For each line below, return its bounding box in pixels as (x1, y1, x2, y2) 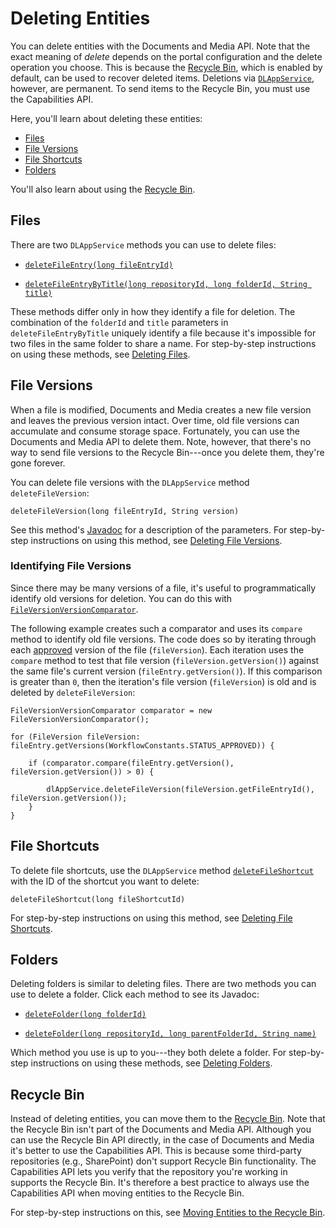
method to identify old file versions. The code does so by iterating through (10, 633, 317, 645)
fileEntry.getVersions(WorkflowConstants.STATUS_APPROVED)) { (10, 740, 275, 751)
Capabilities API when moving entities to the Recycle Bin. (10, 1187, 245, 1199)
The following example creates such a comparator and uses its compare (10, 622, 303, 634)
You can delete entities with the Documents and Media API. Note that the (10, 40, 311, 52)
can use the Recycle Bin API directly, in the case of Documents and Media (10, 1134, 315, 1146)
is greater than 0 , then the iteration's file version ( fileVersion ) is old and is (10, 675, 317, 687)
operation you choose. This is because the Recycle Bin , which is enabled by (10, 61, 323, 73)
